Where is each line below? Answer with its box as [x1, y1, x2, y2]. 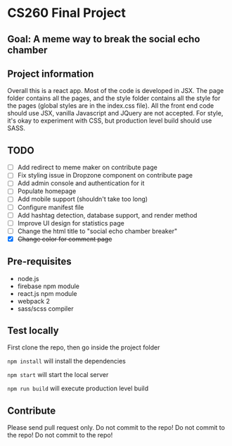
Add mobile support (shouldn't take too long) [17, 195, 148, 204]
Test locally [7, 325, 59, 337]
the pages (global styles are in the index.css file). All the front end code [7, 101, 214, 110]
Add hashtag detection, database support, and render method [17, 211, 198, 219]
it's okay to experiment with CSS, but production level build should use [7, 116, 212, 125]
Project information [7, 68, 94, 80]
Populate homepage [17, 187, 77, 195]
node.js [17, 274, 40, 283]
